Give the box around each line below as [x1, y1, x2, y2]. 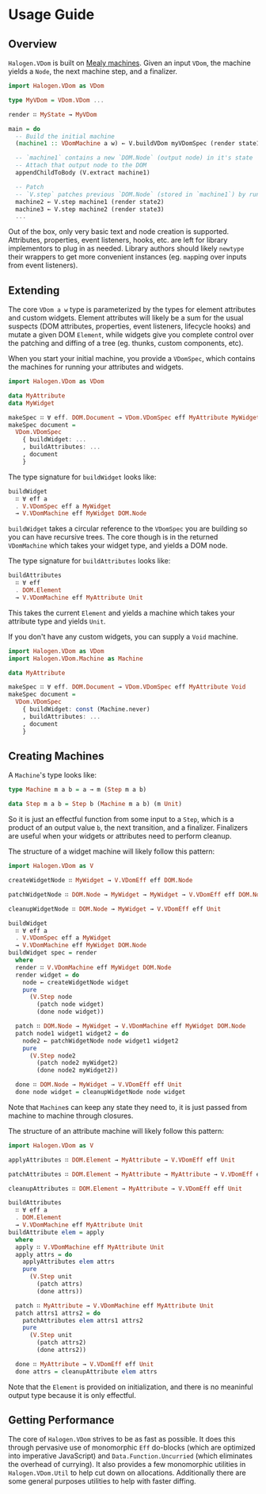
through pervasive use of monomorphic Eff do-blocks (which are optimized [8, 1442, 256, 1453]
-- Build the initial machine [15, 133, 115, 140]
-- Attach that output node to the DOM [15, 161, 147, 170]
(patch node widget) [36, 1000, 104, 1008]
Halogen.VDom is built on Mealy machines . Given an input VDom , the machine [8, 58, 251, 67]
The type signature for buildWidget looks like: [8, 472, 157, 482]
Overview [8, 37, 58, 51]
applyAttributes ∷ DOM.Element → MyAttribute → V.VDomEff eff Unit [8, 1156, 236, 1164]
